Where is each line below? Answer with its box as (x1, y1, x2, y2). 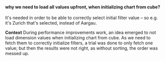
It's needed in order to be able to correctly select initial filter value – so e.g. (5, 15, 158, 21)
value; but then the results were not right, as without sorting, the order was (5, 45, 158, 51)
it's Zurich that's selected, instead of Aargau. (5, 20, 97, 26)
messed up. (5, 51, 29, 57)
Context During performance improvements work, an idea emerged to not (5, 30, 156, 35)
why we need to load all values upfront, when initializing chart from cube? (5, 4, 161, 10)
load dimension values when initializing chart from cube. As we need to (5, 35, 151, 41)
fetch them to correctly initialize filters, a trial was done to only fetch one (5, 40, 153, 46)
